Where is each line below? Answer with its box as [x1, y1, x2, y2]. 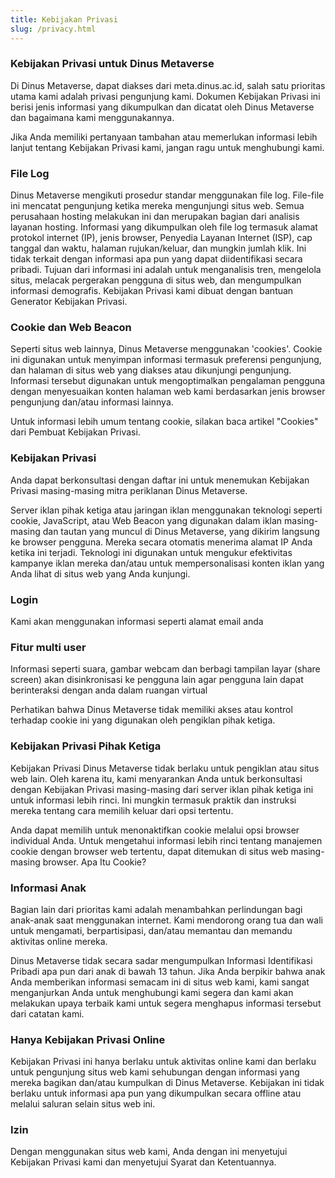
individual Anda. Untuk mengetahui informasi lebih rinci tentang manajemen [10, 834, 323, 846]
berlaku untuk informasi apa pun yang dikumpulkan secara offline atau [10, 1087, 302, 1100]
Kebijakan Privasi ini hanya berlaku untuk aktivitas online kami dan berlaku [10, 1056, 317, 1068]
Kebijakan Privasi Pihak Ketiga [10, 739, 162, 753]
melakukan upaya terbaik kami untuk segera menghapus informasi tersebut [10, 997, 322, 1009]
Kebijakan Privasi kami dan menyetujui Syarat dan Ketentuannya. [10, 1156, 277, 1168]
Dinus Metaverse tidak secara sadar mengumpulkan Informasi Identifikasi [10, 954, 313, 966]
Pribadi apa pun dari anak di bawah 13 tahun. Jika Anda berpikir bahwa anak [10, 965, 326, 977]
